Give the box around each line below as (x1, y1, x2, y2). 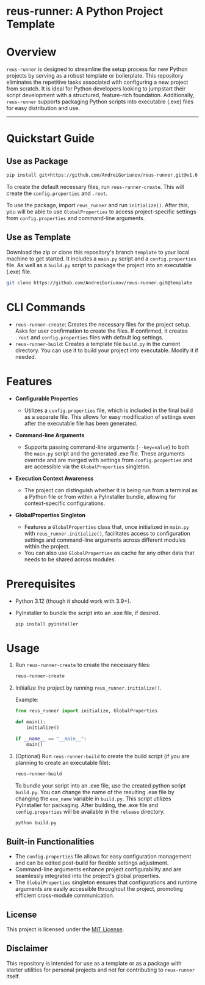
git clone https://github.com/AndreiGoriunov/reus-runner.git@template (6, 279, 192, 286)
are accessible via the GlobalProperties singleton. (24, 463, 151, 470)
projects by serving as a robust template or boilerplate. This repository (6, 72, 184, 79)
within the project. (24, 542, 70, 550)
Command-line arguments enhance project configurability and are (15, 866, 182, 873)
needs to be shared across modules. (24, 555, 117, 563)
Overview (6, 45, 57, 59)
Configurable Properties (15, 394, 78, 402)
